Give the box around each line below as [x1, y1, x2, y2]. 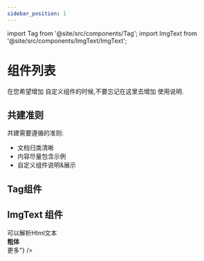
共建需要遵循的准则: [7, 129, 64, 137]
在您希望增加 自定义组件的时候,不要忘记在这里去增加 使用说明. [7, 87, 184, 96]
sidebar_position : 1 [7, 10, 67, 17]
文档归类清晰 [17, 143, 54, 152]
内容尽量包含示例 [17, 152, 66, 161]
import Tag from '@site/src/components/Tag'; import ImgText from [7, 29, 198, 37]
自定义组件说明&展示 [17, 161, 76, 170]
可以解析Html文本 [7, 228, 57, 237]
